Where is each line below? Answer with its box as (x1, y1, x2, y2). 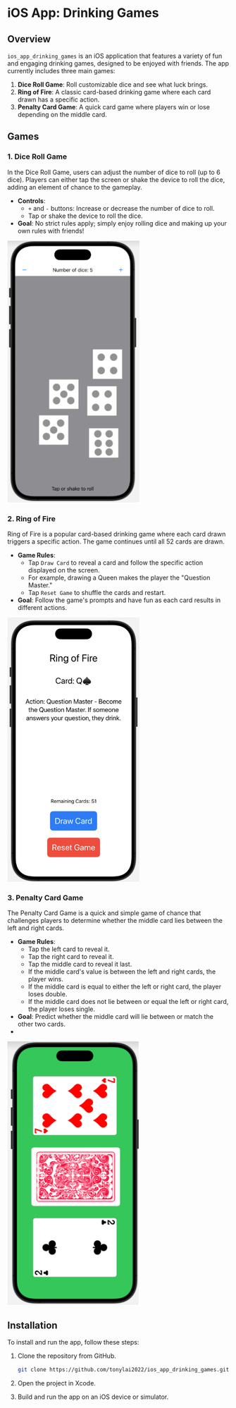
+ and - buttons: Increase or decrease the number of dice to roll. (27, 204, 215, 212)
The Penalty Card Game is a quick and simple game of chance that (7, 909, 201, 917)
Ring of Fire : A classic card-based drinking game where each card (17, 88, 211, 96)
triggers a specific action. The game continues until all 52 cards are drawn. (7, 537, 225, 546)
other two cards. (17, 1020, 66, 1029)
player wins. (27, 975, 63, 984)
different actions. (17, 604, 68, 612)
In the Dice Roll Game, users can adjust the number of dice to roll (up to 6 (7, 168, 221, 176)
